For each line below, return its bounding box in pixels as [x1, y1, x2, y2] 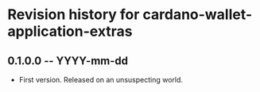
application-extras [7, 22, 133, 40]
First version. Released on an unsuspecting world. [18, 75, 184, 84]
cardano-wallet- [142, 6, 253, 24]
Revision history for [7, 6, 140, 24]
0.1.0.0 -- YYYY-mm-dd [7, 54, 129, 67]
